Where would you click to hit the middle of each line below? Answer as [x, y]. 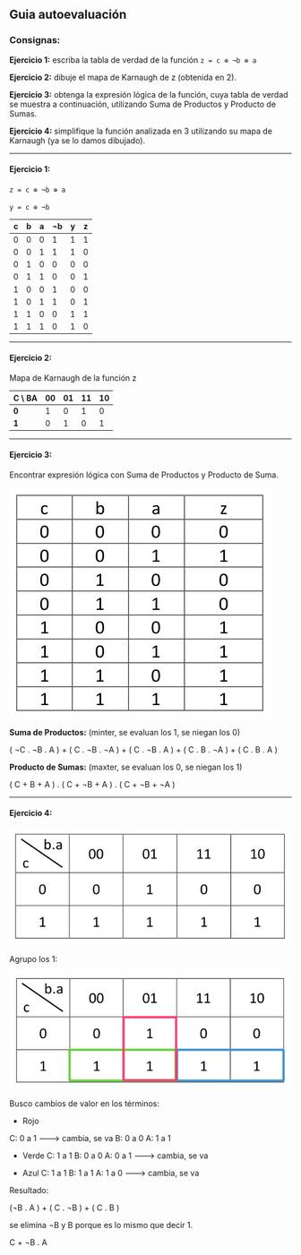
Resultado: [29, 1190]
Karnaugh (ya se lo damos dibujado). [77, 140]
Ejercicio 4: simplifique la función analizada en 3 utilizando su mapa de [141, 131]
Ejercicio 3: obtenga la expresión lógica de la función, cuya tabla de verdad [149, 94]
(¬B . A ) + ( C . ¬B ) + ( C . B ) [64, 1208]
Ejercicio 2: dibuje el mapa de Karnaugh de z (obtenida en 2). [123, 77]
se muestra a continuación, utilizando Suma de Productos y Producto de [142, 104]
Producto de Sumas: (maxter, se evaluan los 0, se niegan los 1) [126, 767]
